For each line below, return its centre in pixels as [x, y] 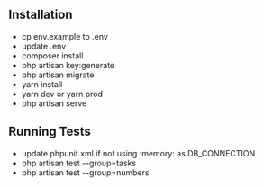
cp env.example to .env [65, 36]
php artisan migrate [58, 75]
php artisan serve [54, 103]
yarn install [42, 84]
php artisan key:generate [68, 65]
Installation [41, 15]
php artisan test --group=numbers [85, 172]
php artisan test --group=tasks [79, 163]
